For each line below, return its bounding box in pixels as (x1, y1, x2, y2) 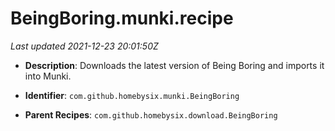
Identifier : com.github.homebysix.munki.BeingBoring (24, 89, 240, 101)
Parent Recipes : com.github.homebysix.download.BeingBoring (24, 108, 278, 121)
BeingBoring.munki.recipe (10, 7, 234, 30)
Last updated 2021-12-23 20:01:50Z (10, 40, 159, 52)
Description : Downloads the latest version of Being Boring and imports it (24, 59, 325, 71)
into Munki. (24, 70, 72, 82)
